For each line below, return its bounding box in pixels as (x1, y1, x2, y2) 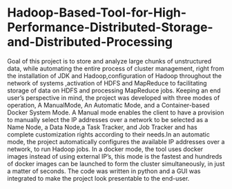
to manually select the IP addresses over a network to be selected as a (7, 115, 209, 123)
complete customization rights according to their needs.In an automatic (7, 130, 211, 139)
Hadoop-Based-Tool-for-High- (7, 5, 187, 21)
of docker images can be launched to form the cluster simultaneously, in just (7, 159, 225, 168)
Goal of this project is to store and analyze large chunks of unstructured (7, 57, 212, 65)
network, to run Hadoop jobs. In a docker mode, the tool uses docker (7, 145, 204, 153)
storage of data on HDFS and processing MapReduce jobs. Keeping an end (7, 86, 221, 94)
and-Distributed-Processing (7, 34, 173, 50)
